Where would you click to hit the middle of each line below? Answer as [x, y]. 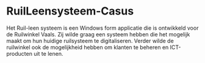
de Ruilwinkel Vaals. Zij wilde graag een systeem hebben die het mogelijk [98, 34]
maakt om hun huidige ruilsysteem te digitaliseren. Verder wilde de [90, 41]
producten [19, 53]
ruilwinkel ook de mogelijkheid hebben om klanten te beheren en [88, 47]
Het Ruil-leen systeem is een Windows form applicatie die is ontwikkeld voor [103, 28]
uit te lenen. [48, 53]
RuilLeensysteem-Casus [70, 11]
